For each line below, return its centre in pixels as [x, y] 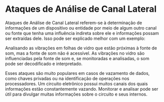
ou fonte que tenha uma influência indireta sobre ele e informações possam [82, 33]
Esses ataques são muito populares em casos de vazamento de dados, [77, 73]
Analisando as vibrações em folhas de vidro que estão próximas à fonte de [81, 48]
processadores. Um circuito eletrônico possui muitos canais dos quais [77, 84]
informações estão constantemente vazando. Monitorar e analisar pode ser [82, 89]
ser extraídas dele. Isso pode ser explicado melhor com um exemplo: [75, 38]
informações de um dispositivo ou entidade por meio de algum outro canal [81, 28]
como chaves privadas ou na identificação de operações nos [67, 78]
